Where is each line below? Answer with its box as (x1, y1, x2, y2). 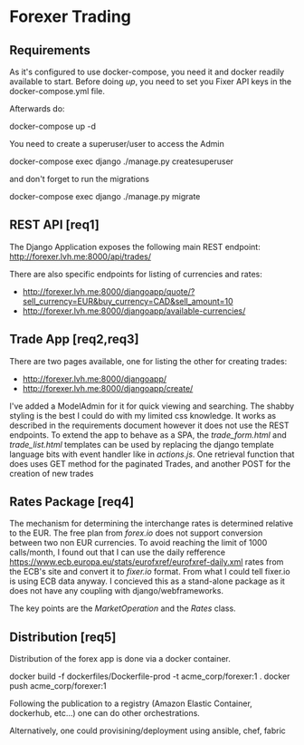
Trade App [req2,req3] (9, 332, 139, 347)
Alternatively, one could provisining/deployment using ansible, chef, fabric (9, 725, 287, 736)
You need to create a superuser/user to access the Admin (9, 139, 224, 149)
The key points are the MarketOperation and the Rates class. (9, 603, 237, 614)
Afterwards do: (9, 103, 65, 114)
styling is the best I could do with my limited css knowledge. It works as (9, 410, 277, 421)
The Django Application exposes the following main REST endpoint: (9, 241, 261, 252)
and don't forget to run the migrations (9, 174, 149, 184)
